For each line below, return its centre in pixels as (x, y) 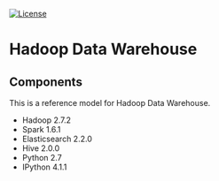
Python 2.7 (42, 158)
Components (46, 82)
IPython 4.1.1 (44, 167)
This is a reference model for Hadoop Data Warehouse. (110, 103)
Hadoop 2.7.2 (47, 120)
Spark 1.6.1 (41, 129)
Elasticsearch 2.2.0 (57, 139)
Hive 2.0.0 (41, 148)
